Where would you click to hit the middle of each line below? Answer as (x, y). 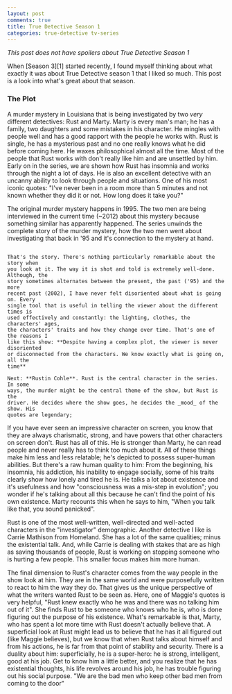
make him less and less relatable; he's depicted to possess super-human (111, 457)
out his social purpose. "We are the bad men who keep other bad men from (115, 676)
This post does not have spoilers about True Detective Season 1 (98, 53)
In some (18, 384)
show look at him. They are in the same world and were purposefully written (116, 579)
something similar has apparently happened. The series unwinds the (105, 223)
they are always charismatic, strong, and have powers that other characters (115, 435)
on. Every (21, 299)
